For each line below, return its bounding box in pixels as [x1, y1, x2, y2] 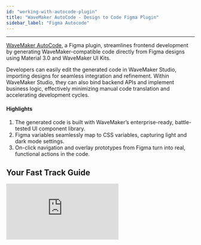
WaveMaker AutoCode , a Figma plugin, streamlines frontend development [6, 42, 188, 49]
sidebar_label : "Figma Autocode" [6, 20, 90, 26]
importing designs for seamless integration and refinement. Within [6, 72, 169, 79]
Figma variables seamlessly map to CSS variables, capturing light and [14, 131, 187, 138]
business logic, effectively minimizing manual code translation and [6, 85, 170, 93]
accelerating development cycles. [6, 91, 90, 99]
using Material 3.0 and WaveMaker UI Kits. [6, 54, 111, 62]
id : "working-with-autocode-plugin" [6, 8, 98, 15]
